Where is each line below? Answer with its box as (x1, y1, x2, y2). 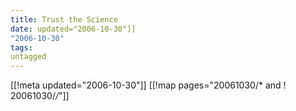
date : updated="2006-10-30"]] (10, 24, 137, 34)
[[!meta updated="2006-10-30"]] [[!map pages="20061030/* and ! (10, 79, 287, 91)
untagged (10, 52, 47, 62)
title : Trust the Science (10, 14, 118, 25)
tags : (10, 42, 33, 53)
